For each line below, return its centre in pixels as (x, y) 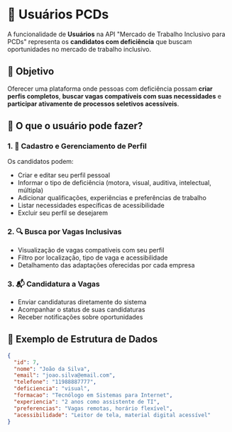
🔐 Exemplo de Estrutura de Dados (83, 339)
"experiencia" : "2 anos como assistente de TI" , (87, 401)
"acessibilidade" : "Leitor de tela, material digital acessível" (112, 415)
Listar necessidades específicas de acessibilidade (91, 206)
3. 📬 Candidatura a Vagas (54, 284)
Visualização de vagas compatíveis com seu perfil (91, 250)
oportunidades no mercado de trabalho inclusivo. (79, 49)
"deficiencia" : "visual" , (52, 389)
